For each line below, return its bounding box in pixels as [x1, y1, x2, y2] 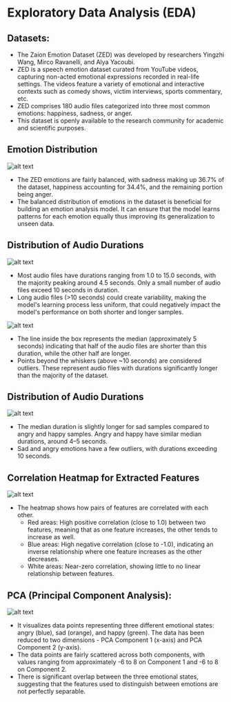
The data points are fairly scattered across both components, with [17, 650, 205, 659]
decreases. [27, 555, 60, 563]
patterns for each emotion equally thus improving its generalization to [17, 212, 215, 220]
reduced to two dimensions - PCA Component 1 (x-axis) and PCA [17, 636, 203, 644]
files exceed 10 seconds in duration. [17, 285, 120, 294]
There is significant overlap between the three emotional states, [17, 672, 199, 681]
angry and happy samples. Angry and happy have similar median [17, 430, 202, 439]
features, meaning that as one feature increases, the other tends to [27, 525, 218, 534]
